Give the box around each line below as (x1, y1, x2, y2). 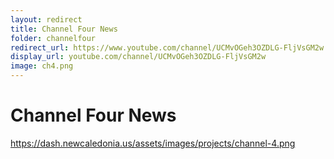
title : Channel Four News (10, 24, 118, 34)
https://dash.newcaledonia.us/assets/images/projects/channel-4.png (10, 137, 296, 149)
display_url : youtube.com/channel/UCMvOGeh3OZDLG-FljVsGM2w (10, 52, 267, 62)
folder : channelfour (10, 33, 97, 43)
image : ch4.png (10, 61, 74, 71)
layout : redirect (10, 14, 83, 25)
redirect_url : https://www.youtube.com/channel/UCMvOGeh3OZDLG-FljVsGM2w (10, 42, 325, 53)
